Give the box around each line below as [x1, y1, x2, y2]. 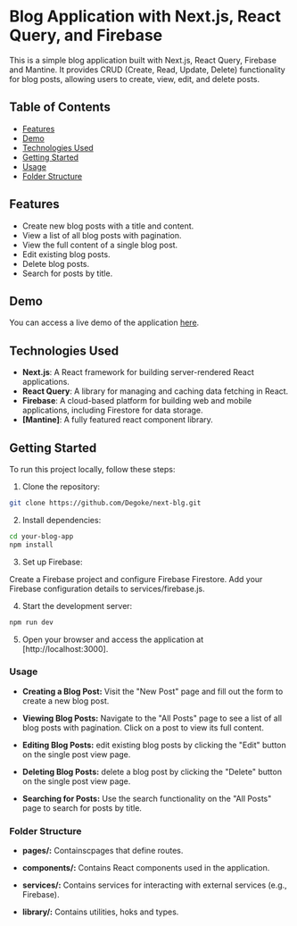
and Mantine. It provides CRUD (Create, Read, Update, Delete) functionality [9, 64, 285, 75]
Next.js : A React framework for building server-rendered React [21, 367, 254, 378]
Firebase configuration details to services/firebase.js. [9, 583, 205, 594]
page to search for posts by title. [21, 802, 143, 813]
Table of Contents [9, 100, 111, 115]
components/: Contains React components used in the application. [21, 863, 270, 873]
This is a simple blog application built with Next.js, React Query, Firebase [9, 54, 276, 65]
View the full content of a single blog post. [21, 239, 178, 250]
